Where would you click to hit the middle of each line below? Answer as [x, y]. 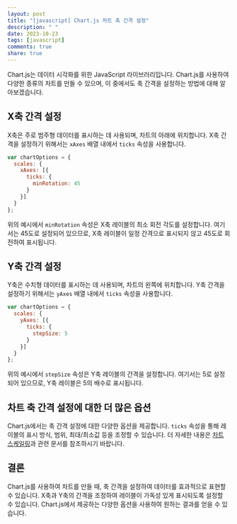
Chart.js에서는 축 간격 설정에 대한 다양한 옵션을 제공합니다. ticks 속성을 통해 [113, 426]
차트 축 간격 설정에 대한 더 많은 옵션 [79, 408]
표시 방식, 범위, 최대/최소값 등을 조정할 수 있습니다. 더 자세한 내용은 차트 [125, 435]
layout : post [27, 14]
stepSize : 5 [51, 334]
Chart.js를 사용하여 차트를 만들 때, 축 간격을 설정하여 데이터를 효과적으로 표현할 [117, 486]
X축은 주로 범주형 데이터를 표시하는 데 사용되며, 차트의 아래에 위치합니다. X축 [113, 135]
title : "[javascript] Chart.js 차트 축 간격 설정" [79, 21]
